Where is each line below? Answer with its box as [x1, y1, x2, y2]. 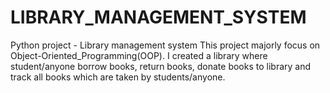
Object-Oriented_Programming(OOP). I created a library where [10, 49, 268, 61]
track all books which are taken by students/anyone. [10, 71, 226, 83]
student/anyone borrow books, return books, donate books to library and [10, 60, 312, 72]
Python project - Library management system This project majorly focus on [10, 39, 321, 51]
